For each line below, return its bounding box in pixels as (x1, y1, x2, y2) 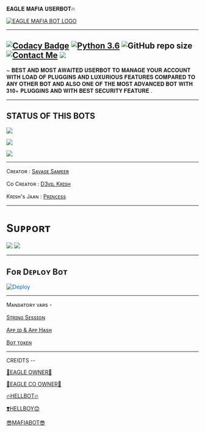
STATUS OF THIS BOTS (6, 111, 96, 121)
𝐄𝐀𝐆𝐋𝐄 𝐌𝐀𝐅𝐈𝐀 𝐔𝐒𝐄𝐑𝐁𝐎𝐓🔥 (6, 5, 75, 12)
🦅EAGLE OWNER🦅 (6, 369, 52, 376)
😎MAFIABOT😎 (6, 419, 46, 427)
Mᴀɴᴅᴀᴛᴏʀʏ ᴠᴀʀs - (6, 301, 52, 309)
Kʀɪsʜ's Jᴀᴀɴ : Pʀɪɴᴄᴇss (6, 192, 66, 200)
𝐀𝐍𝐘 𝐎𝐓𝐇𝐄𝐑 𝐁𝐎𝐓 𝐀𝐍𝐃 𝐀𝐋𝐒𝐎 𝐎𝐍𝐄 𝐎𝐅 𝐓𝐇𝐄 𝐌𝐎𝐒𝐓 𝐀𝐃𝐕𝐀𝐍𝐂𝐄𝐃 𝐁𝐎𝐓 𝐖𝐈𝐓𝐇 (6, 80, 193, 87)
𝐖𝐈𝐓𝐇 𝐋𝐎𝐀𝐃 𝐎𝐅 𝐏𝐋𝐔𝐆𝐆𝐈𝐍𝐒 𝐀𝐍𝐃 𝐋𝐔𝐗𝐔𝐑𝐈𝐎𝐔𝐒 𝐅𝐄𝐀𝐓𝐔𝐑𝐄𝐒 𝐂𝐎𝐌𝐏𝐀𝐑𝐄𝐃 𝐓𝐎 (6, 73, 196, 81)
